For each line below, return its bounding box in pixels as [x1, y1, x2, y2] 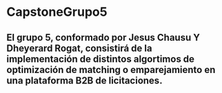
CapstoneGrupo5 [6, 4, 108, 20]
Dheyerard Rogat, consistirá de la [6, 42, 152, 54]
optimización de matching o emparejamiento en [6, 63, 216, 76]
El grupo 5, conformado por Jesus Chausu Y [6, 32, 201, 43]
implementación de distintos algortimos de [6, 53, 194, 65]
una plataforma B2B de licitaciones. [6, 74, 163, 86]
